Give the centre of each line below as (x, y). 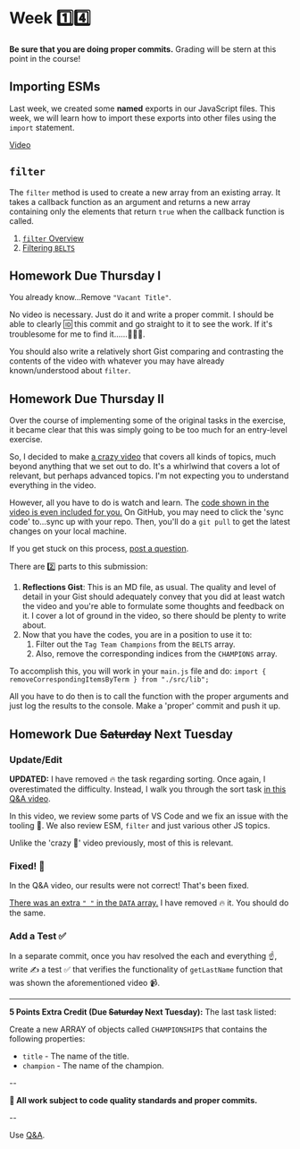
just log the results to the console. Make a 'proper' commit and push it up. (145, 706)
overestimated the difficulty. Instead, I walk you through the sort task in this (148, 789)
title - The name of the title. (75, 1056)
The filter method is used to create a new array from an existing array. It (145, 192)
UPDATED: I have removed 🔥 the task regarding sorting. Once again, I (137, 779)
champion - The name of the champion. (93, 1066)
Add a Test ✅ (38, 936)
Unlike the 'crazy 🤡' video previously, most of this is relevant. (121, 843)
